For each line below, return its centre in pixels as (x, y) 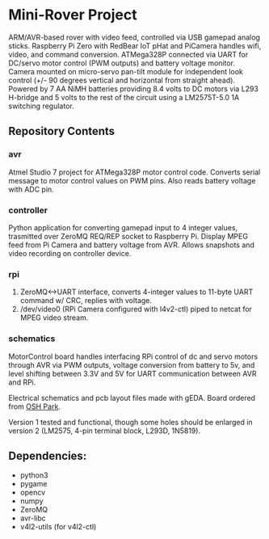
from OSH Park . (34, 406)
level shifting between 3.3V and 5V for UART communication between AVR (132, 373)
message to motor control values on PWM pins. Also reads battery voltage (132, 180)
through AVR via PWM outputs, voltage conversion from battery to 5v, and (132, 364)
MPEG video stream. (54, 318)
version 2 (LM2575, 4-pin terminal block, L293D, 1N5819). (104, 431)
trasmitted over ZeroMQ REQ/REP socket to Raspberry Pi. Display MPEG (128, 236)
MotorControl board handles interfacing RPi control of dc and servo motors (133, 356)
